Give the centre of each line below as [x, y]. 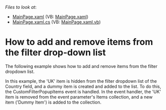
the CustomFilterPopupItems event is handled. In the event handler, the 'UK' [83, 92]
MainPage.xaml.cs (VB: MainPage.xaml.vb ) [57, 22]
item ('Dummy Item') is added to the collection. [53, 102]
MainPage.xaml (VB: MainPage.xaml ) [50, 17]
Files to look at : [21, 7]
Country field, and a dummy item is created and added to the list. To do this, [83, 86]
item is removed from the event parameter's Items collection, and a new [79, 97]
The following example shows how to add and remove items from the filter [82, 66]
